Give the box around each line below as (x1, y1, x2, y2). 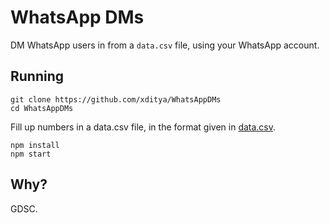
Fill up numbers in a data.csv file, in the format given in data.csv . (10, 121, 277, 133)
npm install (10, 140, 60, 150)
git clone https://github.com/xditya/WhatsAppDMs (10, 94, 222, 105)
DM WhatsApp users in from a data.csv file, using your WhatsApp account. (10, 39, 320, 51)
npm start (10, 149, 52, 159)
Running (10, 68, 65, 85)
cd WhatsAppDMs (10, 103, 74, 113)
